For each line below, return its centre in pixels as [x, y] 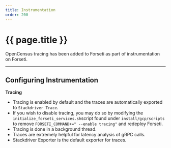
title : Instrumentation [31, 10]
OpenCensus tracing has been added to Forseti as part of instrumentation [83, 54]
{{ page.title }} [37, 40]
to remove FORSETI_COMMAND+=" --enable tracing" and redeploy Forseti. [88, 124]
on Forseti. [17, 60]
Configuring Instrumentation [52, 80]
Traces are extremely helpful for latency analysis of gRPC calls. [79, 135]
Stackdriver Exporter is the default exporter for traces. [69, 140]
